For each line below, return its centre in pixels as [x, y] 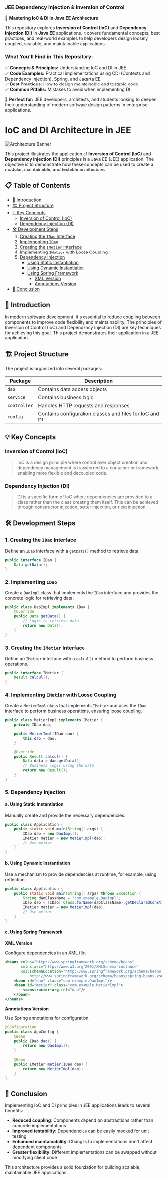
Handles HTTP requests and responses [84, 405]
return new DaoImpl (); [46, 1046]
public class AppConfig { [32, 1032]
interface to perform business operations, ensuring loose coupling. [74, 711]
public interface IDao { [31, 560]
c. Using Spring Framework [34, 932]
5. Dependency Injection [35, 792]
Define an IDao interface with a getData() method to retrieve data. [73, 551]
